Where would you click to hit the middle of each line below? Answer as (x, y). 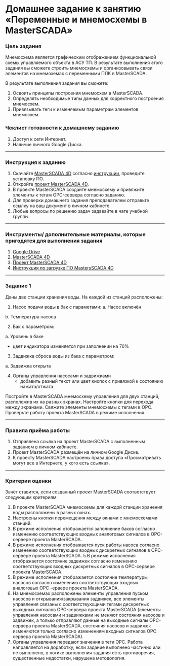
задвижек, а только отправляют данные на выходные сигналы (80, 620)
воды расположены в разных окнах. (52, 513)
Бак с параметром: (33, 326)
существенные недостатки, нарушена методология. (69, 658)
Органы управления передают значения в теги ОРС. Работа (78, 642)
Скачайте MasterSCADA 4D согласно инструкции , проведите (79, 174)
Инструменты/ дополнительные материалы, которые (75, 234)
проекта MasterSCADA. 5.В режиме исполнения (84, 556)
